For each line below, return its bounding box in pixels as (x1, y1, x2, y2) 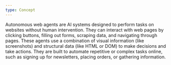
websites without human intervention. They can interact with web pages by (5, 26, 164, 33)
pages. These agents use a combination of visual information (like (5, 38, 144, 44)
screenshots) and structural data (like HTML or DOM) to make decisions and (5, 43, 166, 49)
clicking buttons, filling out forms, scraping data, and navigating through (5, 32, 158, 38)
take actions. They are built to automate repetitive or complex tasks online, (5, 48, 163, 54)
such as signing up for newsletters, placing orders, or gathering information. (5, 54, 166, 60)
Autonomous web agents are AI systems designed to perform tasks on (5, 21, 154, 27)
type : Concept (5, 7, 36, 13)
